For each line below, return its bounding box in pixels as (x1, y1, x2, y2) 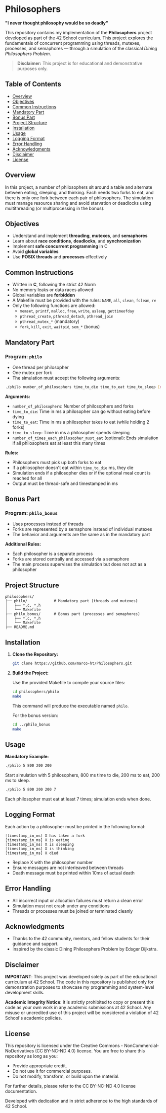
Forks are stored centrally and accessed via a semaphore (12, 556, 129, 562)
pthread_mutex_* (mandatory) (19, 318, 80, 324)
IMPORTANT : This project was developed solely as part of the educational (5, 974, 157, 980)
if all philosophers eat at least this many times (12, 440, 106, 446)
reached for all (12, 475, 42, 481)
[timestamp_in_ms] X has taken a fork (5, 833, 85, 838)
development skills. (5, 990, 44, 996)
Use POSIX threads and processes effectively (12, 254, 107, 260)
